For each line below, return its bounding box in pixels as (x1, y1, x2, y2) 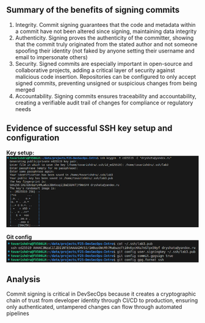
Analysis (6, 274, 41, 285)
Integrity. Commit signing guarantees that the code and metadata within (15, 21, 196, 28)
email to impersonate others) (15, 53, 88, 60)
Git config (6, 233, 32, 241)
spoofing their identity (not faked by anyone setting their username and (15, 47, 195, 54)
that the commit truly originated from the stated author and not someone (15, 40, 198, 48)
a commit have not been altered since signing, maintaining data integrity (15, 27, 197, 35)
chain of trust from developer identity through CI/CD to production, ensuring (6, 297, 198, 304)
